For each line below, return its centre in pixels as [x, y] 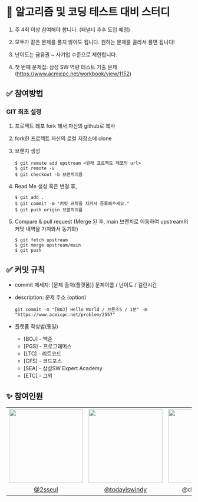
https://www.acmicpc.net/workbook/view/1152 [73, 74]
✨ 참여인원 [24, 396]
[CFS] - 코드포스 [43, 361]
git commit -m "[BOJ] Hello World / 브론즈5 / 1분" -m [81, 310]
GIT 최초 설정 [24, 112]
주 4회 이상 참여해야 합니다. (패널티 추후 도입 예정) [72, 29]
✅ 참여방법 [25, 94]
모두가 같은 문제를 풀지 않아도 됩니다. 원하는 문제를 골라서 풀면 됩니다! [95, 42]
